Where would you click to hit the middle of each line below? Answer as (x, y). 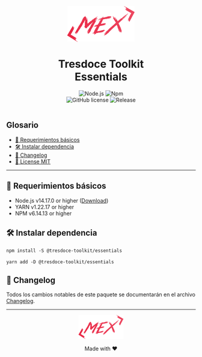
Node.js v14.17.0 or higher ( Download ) (62, 200)
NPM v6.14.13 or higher (43, 213)
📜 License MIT (33, 161)
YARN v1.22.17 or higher (44, 207)
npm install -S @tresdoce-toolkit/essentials (64, 251)
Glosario (23, 125)
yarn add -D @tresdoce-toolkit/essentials (60, 262)
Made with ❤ (101, 349)
